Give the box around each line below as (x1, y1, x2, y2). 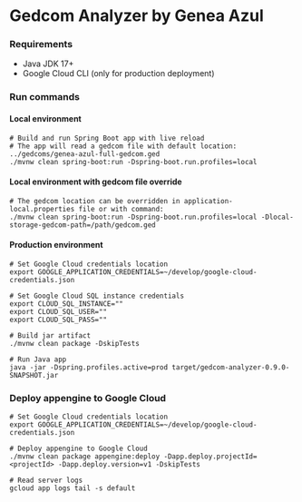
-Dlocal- (260, 212, 295, 221)
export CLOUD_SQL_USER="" (9, 308, 107, 317)
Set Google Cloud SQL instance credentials (17, 291, 184, 300)
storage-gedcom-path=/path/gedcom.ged (9, 220, 156, 230)
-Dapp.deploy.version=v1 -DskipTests (57, 460, 201, 469)
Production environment (9, 240, 103, 251)
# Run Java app (9, 355, 67, 364)
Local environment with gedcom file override (9, 176, 183, 187)
